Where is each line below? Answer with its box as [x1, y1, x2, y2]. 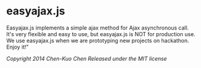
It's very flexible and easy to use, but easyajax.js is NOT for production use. [6, 30, 196, 37]
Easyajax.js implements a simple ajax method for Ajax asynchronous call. [6, 24, 189, 31]
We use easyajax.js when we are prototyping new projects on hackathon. [6, 37, 189, 44]
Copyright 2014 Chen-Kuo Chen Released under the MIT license [6, 55, 167, 62]
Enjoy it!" [6, 43, 29, 51]
